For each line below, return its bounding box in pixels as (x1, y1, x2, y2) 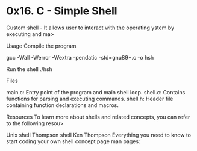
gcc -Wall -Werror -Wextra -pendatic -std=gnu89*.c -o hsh (6, 54, 154, 61)
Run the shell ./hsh (6, 65, 53, 73)
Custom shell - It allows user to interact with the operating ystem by (6, 24, 175, 31)
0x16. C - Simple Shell (6, 4, 117, 18)
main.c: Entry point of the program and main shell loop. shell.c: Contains (6, 88, 186, 96)
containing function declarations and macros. (6, 101, 119, 109)
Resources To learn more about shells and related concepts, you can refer (6, 113, 190, 120)
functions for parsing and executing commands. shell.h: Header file (6, 95, 174, 102)
